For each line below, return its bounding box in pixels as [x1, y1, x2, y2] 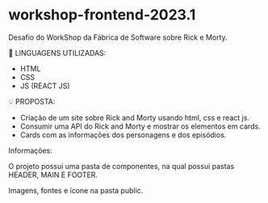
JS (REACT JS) [19, 81, 70, 91]
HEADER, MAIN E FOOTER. [8, 170, 98, 180]
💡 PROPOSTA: [8, 96, 56, 106]
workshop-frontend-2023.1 [8, 6, 196, 24]
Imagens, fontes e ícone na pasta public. [8, 185, 144, 195]
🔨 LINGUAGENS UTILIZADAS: [8, 48, 107, 57]
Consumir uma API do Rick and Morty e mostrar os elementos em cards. [19, 121, 261, 131]
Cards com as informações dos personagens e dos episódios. [19, 129, 227, 139]
